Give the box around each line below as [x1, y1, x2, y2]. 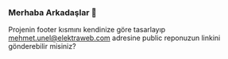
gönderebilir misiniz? [8, 42, 77, 51]
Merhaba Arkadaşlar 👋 [8, 7, 97, 18]
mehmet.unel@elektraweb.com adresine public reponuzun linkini [8, 33, 221, 42]
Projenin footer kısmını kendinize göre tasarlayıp [8, 25, 166, 35]
